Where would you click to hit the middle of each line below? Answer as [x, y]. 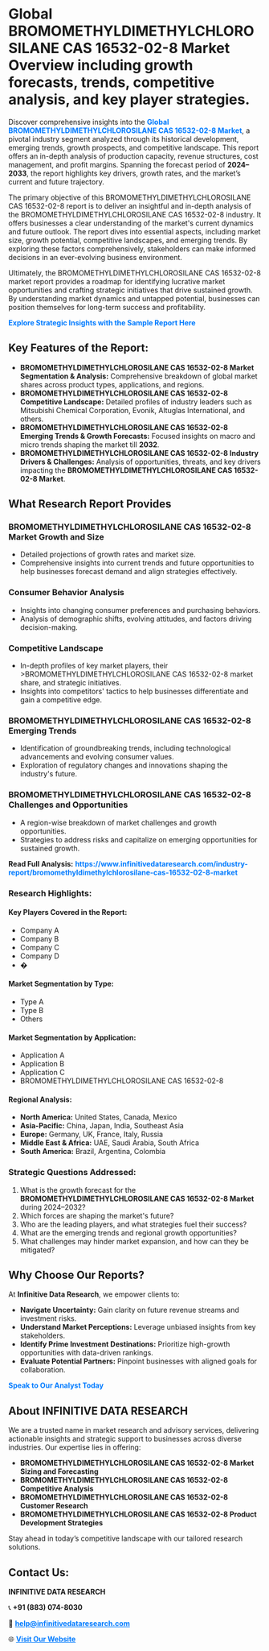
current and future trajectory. [56, 181]
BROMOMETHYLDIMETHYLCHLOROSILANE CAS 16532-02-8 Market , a [129, 130]
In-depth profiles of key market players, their [94, 666]
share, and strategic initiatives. [71, 683]
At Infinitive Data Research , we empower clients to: [94, 1294]
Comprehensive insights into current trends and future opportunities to [137, 563]
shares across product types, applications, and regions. [112, 384]
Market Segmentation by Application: [72, 1037]
